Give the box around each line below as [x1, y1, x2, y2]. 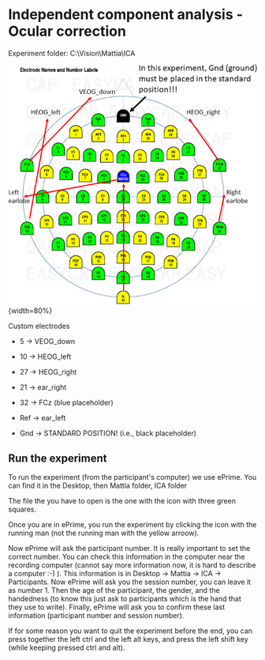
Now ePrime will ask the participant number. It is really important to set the [8, 544, 251, 553]
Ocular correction [8, 22, 126, 40]
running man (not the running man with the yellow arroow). [8, 528, 200, 538]
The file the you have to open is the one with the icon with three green [8, 496, 237, 506]
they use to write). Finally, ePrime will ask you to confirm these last [8, 602, 226, 612]
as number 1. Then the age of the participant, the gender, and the [8, 586, 220, 595]
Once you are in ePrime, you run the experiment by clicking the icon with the [8, 520, 257, 530]
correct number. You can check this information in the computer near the [8, 552, 245, 562]
